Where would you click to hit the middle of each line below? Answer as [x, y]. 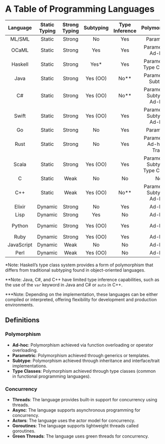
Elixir [20, 206]
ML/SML [20, 39]
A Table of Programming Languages [80, 9]
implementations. [30, 366]
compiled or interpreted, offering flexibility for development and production [81, 299]
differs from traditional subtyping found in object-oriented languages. [75, 270]
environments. [20, 305]
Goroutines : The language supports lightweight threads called [75, 425]
